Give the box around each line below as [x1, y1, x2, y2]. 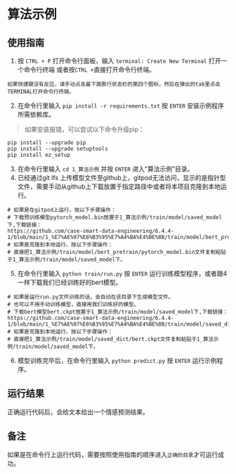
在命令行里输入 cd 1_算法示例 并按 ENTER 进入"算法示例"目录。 [17, 165, 194, 173]
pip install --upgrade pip [7, 139, 86, 146]
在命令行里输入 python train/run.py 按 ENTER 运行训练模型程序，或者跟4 [17, 269, 228, 278]
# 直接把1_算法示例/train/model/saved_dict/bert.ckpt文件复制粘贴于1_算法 [7, 335, 214, 342]
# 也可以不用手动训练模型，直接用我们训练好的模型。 [7, 301, 139, 308]
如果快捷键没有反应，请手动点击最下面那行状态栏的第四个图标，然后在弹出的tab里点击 [7, 81, 221, 88]
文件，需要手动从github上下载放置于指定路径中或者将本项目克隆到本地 [17, 182, 221, 191]
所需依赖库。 [17, 110, 55, 118]
